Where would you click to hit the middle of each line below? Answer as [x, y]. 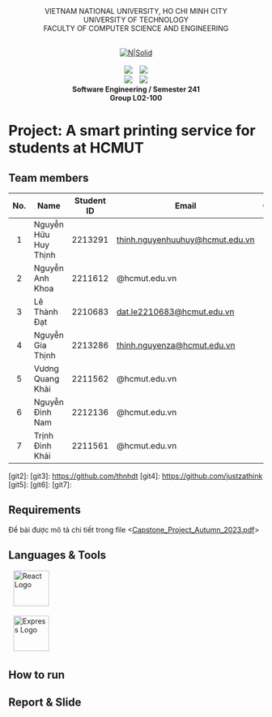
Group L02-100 [136, 98]
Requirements [45, 510]
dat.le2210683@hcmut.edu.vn [175, 312]
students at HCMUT [76, 148]
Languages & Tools [57, 555]
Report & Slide [45, 703]
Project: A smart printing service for [132, 131]
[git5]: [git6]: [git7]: [40, 484]
